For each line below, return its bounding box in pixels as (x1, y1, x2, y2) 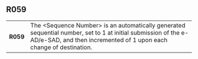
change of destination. (30, 43, 93, 51)
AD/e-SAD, (30, 36, 62, 44)
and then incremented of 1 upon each (62, 36, 168, 44)
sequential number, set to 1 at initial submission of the (30, 29, 180, 37)
